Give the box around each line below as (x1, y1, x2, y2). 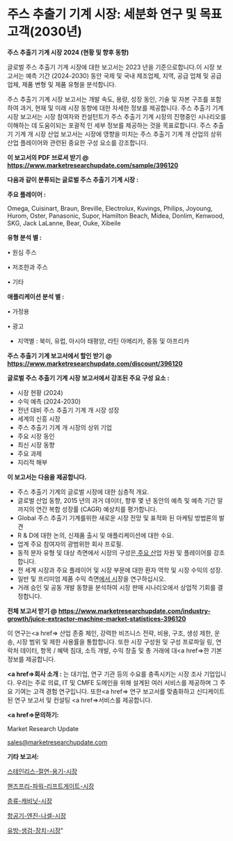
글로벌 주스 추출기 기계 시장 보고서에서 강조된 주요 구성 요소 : (7, 374, 170, 382)
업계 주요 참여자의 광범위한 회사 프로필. (17, 540, 124, 548)
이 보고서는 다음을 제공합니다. (7, 472, 87, 481)
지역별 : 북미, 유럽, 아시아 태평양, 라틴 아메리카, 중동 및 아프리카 (17, 337, 190, 345)
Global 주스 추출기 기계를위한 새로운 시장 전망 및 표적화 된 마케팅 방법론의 (17, 513, 218, 522)
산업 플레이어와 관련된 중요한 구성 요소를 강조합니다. (7, 138, 148, 147)
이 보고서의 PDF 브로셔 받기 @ (7, 153, 89, 161)
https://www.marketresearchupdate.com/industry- (58, 607, 211, 615)
